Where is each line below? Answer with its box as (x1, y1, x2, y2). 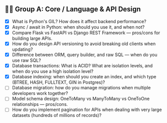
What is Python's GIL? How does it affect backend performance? (12, 18, 146, 24)
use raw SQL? (12, 57, 41, 63)
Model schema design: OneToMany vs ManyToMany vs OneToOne (12, 96, 150, 102)
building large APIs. (12, 36, 52, 41)
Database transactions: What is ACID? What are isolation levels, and (12, 63, 153, 69)
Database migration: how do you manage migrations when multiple (12, 85, 151, 91)
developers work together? (12, 90, 68, 96)
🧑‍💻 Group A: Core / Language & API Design (5, 5, 141, 14)
